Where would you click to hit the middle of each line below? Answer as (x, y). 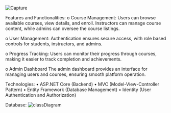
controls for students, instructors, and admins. (54, 44)
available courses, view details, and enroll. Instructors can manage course (83, 23)
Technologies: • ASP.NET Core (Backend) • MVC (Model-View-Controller (82, 84)
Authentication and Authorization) (41, 95)
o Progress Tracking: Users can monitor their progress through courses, (81, 54)
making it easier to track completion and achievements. (64, 59)
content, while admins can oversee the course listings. (63, 29)
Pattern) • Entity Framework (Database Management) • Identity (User (78, 90)
